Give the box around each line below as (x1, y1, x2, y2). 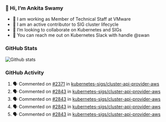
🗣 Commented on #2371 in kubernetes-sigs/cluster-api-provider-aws (12, 80, 159, 87)
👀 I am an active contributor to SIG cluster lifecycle (12, 21, 119, 27)
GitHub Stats (5, 45, 38, 52)
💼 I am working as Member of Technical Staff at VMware (12, 16, 131, 22)
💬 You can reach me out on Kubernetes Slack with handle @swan (12, 32, 150, 38)
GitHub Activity (5, 69, 44, 76)
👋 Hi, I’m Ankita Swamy (5, 5, 63, 12)
